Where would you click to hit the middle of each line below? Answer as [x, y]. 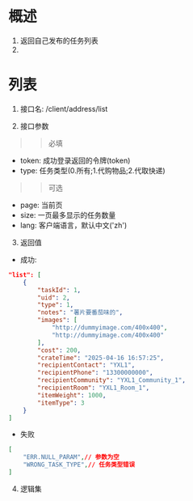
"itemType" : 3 [61, 403]
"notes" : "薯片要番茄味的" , [80, 312]
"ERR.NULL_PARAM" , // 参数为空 [71, 457]
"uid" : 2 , [54, 297]
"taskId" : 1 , [59, 290]
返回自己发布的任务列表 [59, 40]
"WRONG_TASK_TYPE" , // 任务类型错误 [79, 465]
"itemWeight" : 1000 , [72, 395]
